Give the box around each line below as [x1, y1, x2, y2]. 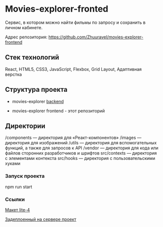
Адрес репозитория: [5, 34, 48, 40]
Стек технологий [5, 53, 59, 62]
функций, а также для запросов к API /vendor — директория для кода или [5, 145, 159, 151]
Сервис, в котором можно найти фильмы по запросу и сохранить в [5, 19, 146, 25]
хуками [5, 160, 21, 166]
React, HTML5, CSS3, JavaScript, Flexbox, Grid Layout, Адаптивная [5, 66, 142, 72]
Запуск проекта [5, 173, 45, 179]
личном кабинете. [5, 24, 43, 30]
